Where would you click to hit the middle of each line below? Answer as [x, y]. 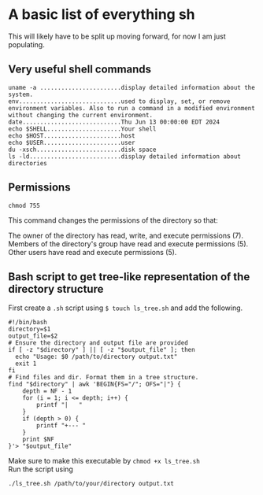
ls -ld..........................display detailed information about [125, 156]
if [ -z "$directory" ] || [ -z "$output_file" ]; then [102, 350]
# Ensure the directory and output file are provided [98, 343]
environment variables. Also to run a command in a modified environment [132, 108]
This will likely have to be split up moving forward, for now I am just [117, 36]
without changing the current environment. [81, 115]
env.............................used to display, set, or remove [119, 101]
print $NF [39, 440]
